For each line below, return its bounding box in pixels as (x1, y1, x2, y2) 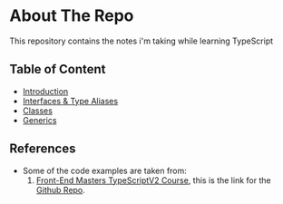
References (9, 141, 76, 157)
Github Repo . (35, 184, 86, 195)
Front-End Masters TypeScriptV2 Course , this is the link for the (35, 174, 271, 186)
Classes (22, 105, 53, 116)
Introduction (22, 85, 69, 96)
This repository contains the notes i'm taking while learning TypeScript (9, 35, 274, 46)
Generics (22, 114, 57, 125)
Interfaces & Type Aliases (22, 95, 119, 106)
